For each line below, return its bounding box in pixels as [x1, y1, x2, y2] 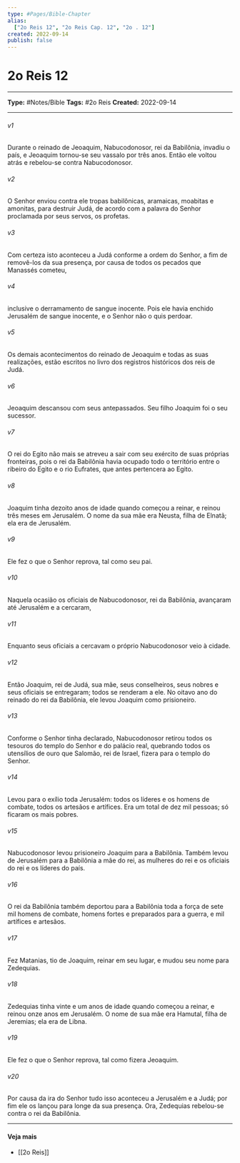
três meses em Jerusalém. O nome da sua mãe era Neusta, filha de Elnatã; [7, 511, 227, 520]
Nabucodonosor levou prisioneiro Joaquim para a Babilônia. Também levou [7, 849, 229, 857]
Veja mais [7, 1132, 37, 1141]
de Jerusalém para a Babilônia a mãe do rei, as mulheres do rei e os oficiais [7, 856, 230, 865]
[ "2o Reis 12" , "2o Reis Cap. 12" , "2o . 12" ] [14, 24, 155, 31]
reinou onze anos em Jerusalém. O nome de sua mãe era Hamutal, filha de [7, 1010, 227, 1018]
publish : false [7, 37, 53, 44]
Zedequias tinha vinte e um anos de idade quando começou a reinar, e [7, 1002, 215, 1010]
